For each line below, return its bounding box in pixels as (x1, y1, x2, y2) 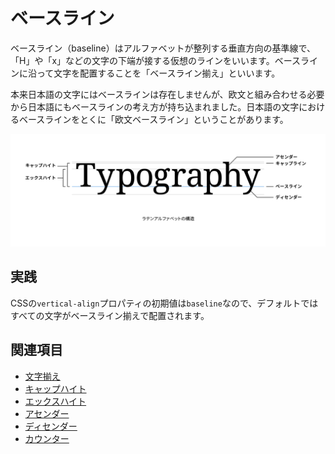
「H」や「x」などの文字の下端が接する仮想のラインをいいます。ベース (10, 54, 301, 66)
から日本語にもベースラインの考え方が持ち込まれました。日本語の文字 (10, 100, 300, 113)
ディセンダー (24, 420, 78, 432)
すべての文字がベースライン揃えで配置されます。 (10, 309, 210, 321)
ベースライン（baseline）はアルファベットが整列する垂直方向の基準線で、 (10, 42, 316, 54)
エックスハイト (24, 395, 87, 407)
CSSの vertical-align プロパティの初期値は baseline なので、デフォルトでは (10, 297, 319, 309)
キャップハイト (24, 382, 87, 394)
